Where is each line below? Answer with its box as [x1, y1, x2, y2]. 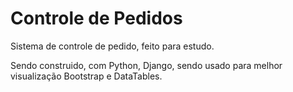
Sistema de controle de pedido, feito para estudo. [10, 40, 215, 52]
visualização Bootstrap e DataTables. [10, 70, 163, 82]
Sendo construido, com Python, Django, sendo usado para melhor [10, 59, 283, 71]
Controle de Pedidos [10, 7, 183, 30]
